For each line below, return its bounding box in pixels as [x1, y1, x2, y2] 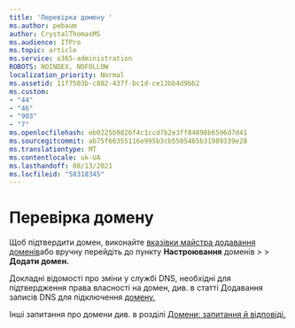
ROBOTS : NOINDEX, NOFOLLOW [9, 63, 109, 72]
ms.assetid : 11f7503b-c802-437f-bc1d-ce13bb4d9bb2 [9, 79, 200, 88]
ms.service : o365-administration [9, 54, 133, 63]
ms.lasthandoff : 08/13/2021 [9, 161, 113, 170]
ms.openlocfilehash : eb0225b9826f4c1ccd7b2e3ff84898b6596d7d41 [9, 129, 248, 137]
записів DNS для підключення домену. [9, 292, 156, 302]
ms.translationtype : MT [9, 144, 97, 153]
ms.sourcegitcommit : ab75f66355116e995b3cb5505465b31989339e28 [9, 137, 248, 145]
